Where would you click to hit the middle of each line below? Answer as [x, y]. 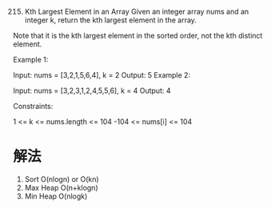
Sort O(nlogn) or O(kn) [62, 179]
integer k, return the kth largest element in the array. [110, 20]
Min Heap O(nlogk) [56, 196]
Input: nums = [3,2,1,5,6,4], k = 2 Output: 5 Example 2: [102, 75]
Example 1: [31, 60]
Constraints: [33, 106]
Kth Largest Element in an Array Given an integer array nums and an [137, 12]
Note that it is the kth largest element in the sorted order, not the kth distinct [138, 36]
